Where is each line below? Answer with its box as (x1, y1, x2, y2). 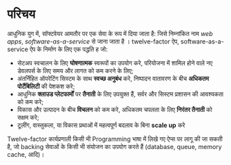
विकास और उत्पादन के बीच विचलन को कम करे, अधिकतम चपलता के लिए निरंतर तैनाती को (17, 105, 212, 113)
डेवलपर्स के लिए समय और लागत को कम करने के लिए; (17, 66, 134, 75)
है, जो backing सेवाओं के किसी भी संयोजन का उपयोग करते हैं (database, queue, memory (7, 142, 222, 151)
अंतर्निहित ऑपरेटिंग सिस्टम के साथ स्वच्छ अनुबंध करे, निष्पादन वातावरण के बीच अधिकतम (17, 74, 209, 82)
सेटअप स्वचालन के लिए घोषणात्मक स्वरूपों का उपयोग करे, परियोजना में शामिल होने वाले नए (17, 59, 212, 67)
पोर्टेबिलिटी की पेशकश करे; (17, 82, 75, 90)
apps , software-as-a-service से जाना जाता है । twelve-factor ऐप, (7, 37, 179, 46)
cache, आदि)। (7, 150, 45, 158)
